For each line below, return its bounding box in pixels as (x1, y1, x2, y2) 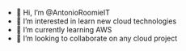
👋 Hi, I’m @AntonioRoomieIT (15, 8, 111, 17)
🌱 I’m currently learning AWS (15, 25, 112, 34)
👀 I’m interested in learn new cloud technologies (15, 16, 177, 26)
